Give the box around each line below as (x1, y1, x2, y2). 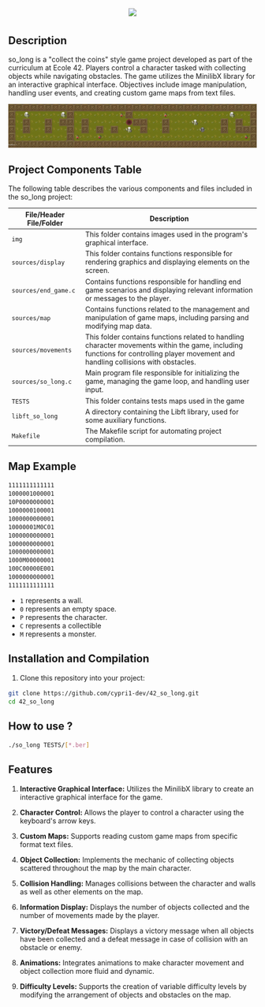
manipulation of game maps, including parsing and (85, 312, 249, 322)
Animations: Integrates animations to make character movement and (19, 957, 244, 968)
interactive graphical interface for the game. (19, 792, 163, 802)
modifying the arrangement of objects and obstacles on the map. (19, 990, 231, 999)
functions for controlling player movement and (85, 349, 235, 359)
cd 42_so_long (8, 697, 55, 706)
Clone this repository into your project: (19, 673, 145, 682)
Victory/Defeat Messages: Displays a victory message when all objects (19, 926, 255, 935)
